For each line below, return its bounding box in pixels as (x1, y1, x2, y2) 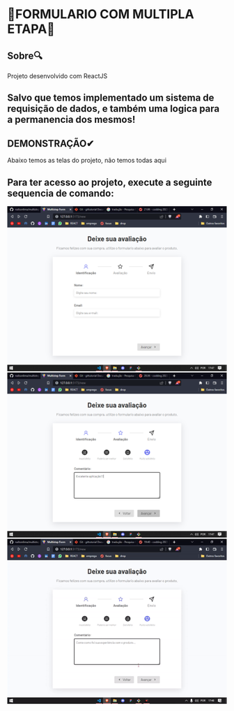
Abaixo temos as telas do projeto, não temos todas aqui (7, 156, 167, 165)
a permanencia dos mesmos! (7, 114, 136, 126)
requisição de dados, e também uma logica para (7, 103, 220, 115)
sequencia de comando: (7, 187, 114, 199)
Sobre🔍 (7, 50, 43, 61)
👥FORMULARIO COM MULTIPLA (7, 6, 194, 22)
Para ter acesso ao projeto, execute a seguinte (7, 176, 212, 188)
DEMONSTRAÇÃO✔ (7, 138, 95, 149)
